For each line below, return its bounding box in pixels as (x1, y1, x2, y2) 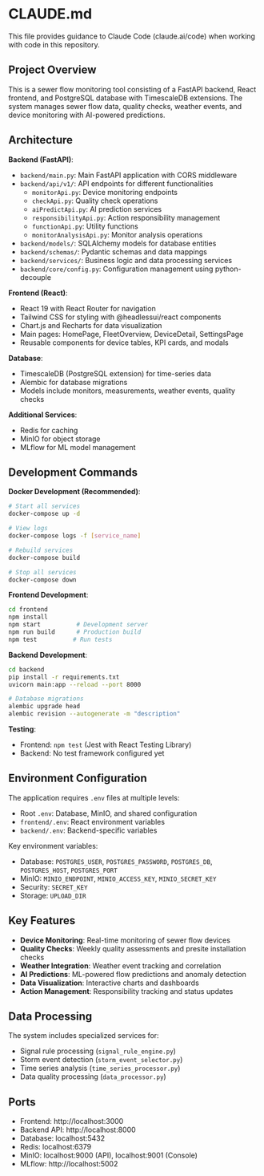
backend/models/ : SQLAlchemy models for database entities (19, 238, 217, 248)
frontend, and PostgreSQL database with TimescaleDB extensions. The (8, 93, 242, 103)
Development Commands (8, 465, 138, 479)
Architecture (8, 133, 74, 147)
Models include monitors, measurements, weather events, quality (19, 386, 236, 395)
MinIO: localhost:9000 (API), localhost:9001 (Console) (19, 1150, 198, 1160)
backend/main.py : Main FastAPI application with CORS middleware (19, 170, 238, 180)
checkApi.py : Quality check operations (31, 196, 158, 205)
